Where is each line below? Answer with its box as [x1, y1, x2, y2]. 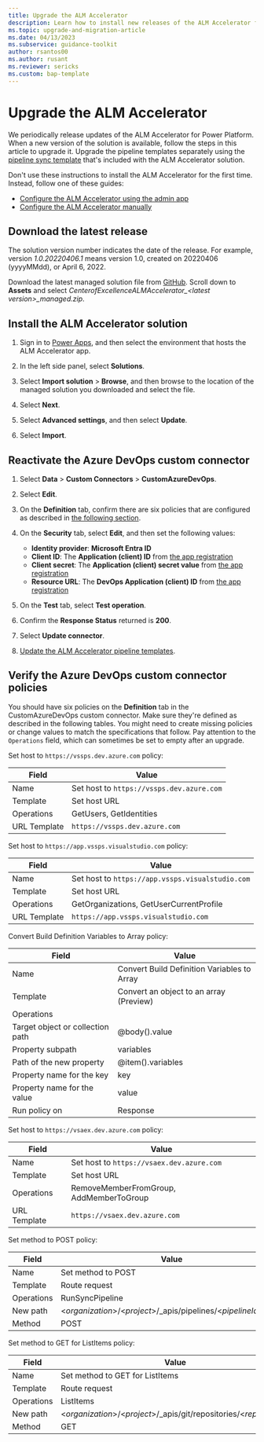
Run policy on [12, 1105, 63, 1116]
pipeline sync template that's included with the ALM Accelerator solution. [8, 155, 245, 164]
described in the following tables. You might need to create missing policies [8, 718, 253, 728]
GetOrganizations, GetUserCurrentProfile [71, 898, 223, 909]
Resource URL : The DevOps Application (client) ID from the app [31, 577, 241, 586]
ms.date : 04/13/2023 [8, 33, 76, 42]
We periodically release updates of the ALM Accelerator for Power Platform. [8, 130, 254, 139]
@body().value [117, 1026, 173, 1037]
